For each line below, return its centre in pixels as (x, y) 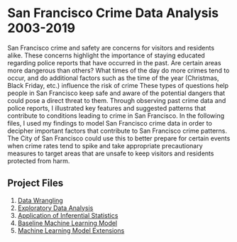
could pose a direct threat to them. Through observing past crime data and (117, 100)
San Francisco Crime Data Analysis (113, 13)
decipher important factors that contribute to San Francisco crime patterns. (117, 131)
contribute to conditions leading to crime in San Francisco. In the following (116, 116)
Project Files (35, 183)
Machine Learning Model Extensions (71, 230)
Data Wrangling (40, 200)
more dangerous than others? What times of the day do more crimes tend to (118, 70)
